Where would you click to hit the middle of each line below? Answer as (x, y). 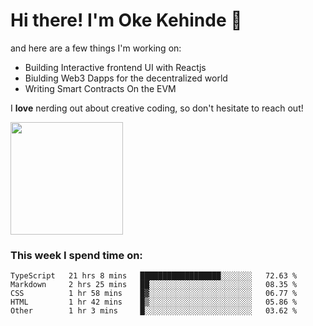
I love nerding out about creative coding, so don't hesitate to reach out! (157, 108)
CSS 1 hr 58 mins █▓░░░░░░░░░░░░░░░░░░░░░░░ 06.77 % (154, 294)
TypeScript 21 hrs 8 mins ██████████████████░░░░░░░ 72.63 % (154, 276)
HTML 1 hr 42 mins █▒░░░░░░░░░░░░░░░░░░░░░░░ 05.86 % (154, 302)
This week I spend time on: (76, 255)
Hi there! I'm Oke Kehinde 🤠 (126, 20)
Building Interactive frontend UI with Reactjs (115, 67)
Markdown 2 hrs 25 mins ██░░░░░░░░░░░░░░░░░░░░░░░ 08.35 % (154, 285)
